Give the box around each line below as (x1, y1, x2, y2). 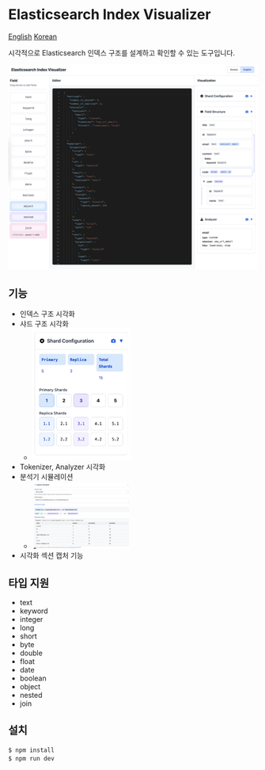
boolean (19, 673, 47, 683)
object (19, 682, 41, 692)
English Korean (8, 32, 58, 41)
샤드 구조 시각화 (19, 319, 69, 329)
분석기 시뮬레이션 (19, 472, 74, 482)
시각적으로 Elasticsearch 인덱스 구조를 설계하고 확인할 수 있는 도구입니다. (8, 48, 236, 57)
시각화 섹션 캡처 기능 (19, 551, 84, 560)
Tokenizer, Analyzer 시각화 (19, 462, 106, 472)
